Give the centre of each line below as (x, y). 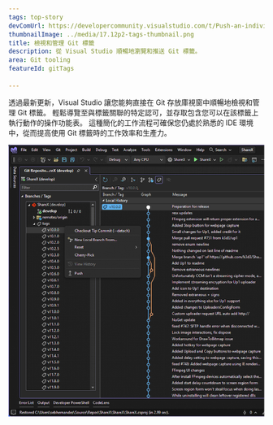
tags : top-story (36, 17)
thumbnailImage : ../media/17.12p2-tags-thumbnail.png (102, 34)
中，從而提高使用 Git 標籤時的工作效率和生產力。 (90, 132)
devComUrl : (27, 26)
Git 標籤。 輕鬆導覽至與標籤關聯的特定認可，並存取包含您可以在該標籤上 (138, 112)
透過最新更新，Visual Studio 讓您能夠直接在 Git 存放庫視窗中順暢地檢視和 (131, 102)
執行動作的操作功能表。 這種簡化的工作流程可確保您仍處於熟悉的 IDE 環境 (131, 123)
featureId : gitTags (41, 69)
